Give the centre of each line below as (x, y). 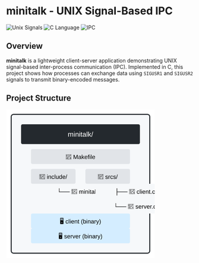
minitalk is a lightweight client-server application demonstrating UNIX (91, 60)
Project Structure (39, 98)
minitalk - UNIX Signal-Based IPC (90, 11)
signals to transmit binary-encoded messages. (63, 79)
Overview (25, 46)
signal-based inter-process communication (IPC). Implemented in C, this (95, 67)
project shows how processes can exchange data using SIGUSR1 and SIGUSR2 (99, 73)
